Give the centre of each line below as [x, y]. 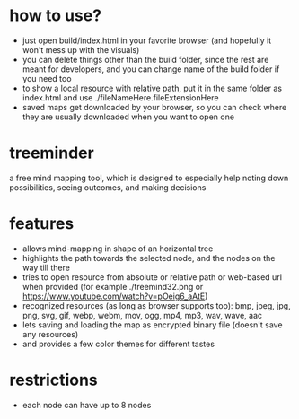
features [42, 224]
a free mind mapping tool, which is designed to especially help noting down [149, 178]
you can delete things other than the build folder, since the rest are [145, 59]
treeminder [52, 153]
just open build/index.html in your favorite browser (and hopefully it [147, 40]
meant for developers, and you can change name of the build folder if [151, 69]
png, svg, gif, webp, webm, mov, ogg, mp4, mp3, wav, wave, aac [142, 315]
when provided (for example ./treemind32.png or [113, 286]
